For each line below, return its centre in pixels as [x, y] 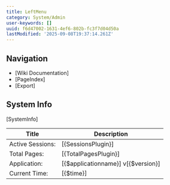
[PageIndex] [30, 79]
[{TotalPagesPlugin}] [91, 154]
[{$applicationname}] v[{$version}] [111, 163]
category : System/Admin [36, 17]
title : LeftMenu [26, 12]
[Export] [25, 85]
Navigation [27, 59]
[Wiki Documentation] [42, 73]
